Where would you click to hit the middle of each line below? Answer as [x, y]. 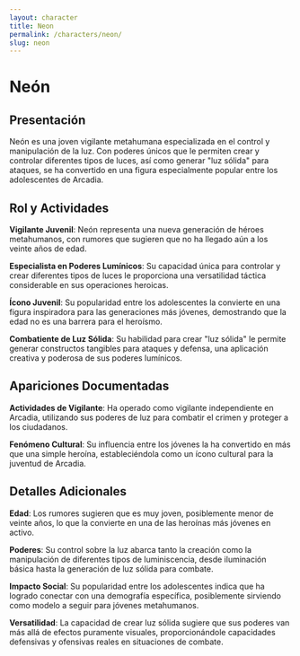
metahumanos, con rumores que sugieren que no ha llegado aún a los [139, 240]
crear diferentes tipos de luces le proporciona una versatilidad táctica [138, 276]
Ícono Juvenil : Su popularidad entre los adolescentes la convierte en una [145, 302]
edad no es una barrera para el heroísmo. [86, 322]
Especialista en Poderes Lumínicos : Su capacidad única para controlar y [145, 267]
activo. [22, 532]
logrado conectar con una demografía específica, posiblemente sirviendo [145, 595]
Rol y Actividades [59, 208]
